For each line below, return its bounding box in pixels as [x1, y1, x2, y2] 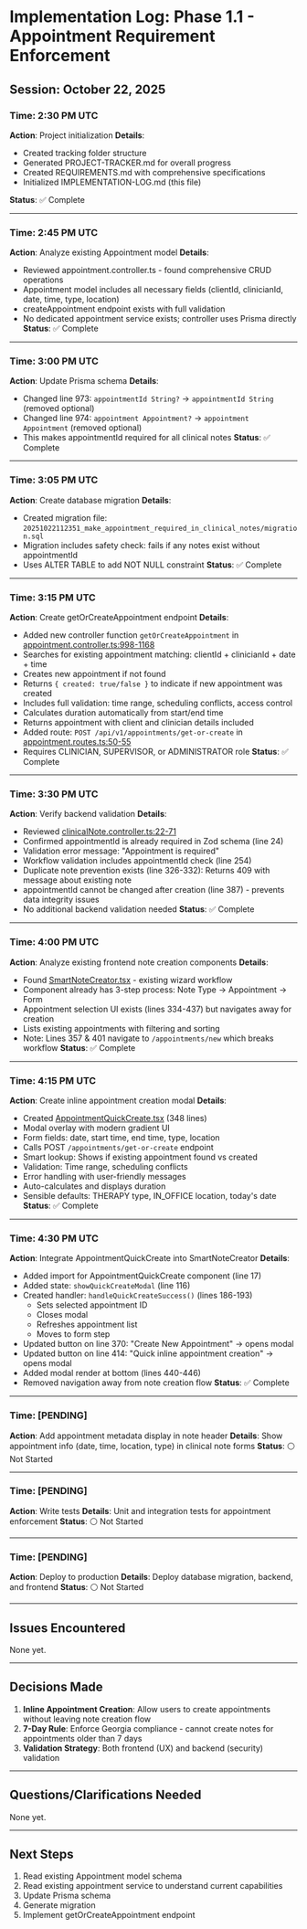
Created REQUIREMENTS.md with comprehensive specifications [22, 166, 266, 177]
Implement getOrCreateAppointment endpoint [22, 1910, 196, 1921]
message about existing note [22, 874, 132, 885]
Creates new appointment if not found [22, 669, 166, 680]
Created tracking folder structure [22, 147, 147, 158]
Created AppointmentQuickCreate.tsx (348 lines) [22, 1112, 207, 1123]
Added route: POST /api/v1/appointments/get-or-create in [22, 726, 244, 737]
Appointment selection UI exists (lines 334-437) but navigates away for [22, 1003, 292, 1014]
